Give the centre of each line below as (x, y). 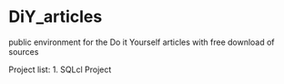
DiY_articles (56, 17)
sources (24, 51)
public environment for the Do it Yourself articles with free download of (142, 42)
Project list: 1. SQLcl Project (60, 69)
